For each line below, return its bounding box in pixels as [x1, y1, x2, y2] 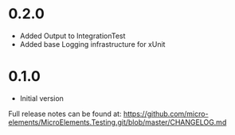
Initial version [19, 93, 64, 103]
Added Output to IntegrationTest [19, 31, 126, 40]
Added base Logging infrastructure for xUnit [19, 39, 166, 48]
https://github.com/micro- [123, 109, 209, 118]
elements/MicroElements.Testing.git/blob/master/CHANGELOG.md [8, 117, 227, 127]
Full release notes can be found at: [8, 109, 122, 118]
